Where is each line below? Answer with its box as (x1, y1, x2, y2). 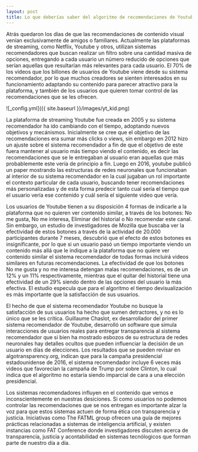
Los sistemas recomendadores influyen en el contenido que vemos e (6, 389, 174, 396)
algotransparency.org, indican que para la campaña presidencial (6, 352, 163, 359)
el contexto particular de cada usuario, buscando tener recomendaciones (6, 178, 184, 186)
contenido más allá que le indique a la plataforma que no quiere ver (6, 246, 170, 254)
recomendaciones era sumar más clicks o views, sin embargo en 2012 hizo (6, 135, 189, 142)
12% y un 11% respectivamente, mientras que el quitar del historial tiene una (6, 272, 190, 279)
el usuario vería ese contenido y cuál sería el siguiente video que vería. (6, 191, 179, 199)
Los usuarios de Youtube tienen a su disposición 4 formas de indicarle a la (6, 203, 187, 210)
